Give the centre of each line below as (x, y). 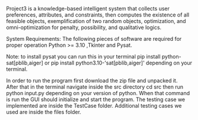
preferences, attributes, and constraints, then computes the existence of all (98, 15)
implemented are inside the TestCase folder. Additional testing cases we (94, 106)
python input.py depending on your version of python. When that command (98, 93)
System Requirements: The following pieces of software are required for (94, 39)
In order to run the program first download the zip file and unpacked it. (92, 80)
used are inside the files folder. (44, 112)
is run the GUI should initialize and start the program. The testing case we (96, 99)
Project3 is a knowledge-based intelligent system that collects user (88, 9)
